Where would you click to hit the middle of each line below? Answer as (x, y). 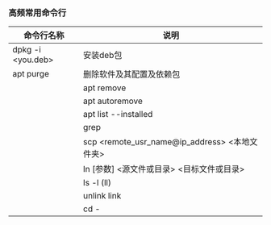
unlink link (102, 196)
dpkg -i (27, 50)
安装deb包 (103, 56)
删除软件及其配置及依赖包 (132, 74)
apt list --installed (118, 115)
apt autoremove (113, 101)
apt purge (31, 74)
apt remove (105, 88)
